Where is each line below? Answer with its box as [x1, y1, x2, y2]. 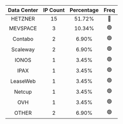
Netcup [14, 88, 32, 95]
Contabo [12, 35, 33, 43]
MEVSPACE [9, 25, 37, 32]
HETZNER [11, 15, 35, 22]
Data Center [8, 7, 39, 13]
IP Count [43, 7, 65, 13]
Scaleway [11, 46, 35, 53]
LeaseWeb [10, 77, 36, 85]
